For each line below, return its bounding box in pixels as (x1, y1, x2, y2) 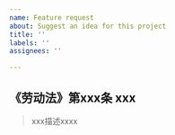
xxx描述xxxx (31, 115, 78, 126)
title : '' (9, 30, 47, 39)
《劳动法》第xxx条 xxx (9, 90, 136, 105)
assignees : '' (9, 47, 63, 56)
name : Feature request (9, 13, 94, 22)
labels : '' (9, 38, 50, 48)
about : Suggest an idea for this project (9, 22, 167, 31)
